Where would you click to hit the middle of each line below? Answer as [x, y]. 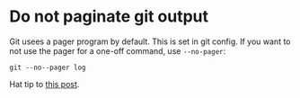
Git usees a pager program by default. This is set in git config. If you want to [150, 41]
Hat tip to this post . [44, 84]
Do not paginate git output [109, 17]
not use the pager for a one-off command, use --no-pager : [118, 50]
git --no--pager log [48, 67]
